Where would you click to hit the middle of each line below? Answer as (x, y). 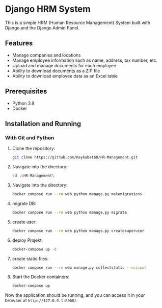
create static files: (30, 258)
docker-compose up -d (34, 249)
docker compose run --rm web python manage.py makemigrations (77, 194)
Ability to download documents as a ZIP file (56, 71)
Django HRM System (48, 9)
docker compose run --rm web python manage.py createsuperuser (78, 231)
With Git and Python (30, 137)
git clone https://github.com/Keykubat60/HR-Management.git (75, 157)
